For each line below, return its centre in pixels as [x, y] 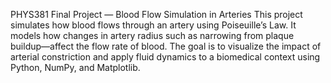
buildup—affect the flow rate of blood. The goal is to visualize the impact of [166, 46]
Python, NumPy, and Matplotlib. [75, 67]
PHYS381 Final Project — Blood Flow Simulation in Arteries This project [156, 14]
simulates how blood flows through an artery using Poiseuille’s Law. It [153, 25]
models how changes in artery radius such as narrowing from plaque [152, 35]
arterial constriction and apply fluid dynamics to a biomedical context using [165, 57]
